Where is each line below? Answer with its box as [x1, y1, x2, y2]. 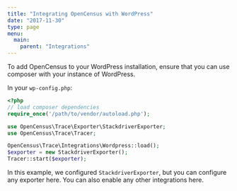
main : [13, 37, 30, 44]
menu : [7, 30, 23, 37]
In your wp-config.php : [7, 84, 73, 92]
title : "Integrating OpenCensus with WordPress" [7, 10, 154, 18]
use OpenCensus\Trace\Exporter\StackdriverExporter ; [7, 123, 166, 130]
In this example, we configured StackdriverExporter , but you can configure [7, 168, 227, 176]
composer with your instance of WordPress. [7, 70, 136, 78]
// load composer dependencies [7, 104, 100, 111]
